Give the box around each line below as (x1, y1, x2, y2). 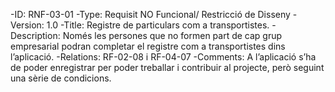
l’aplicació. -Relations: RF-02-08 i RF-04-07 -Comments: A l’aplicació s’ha (10, 51, 317, 63)
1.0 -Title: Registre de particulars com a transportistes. (46, 19, 270, 31)
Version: (10, 19, 45, 31)
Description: (10, 30, 61, 41)
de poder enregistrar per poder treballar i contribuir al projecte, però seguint (10, 62, 325, 73)
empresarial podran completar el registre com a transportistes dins (10, 40, 286, 52)
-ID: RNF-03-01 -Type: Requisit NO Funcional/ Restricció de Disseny (10, 9, 291, 20)
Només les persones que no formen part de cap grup (62, 30, 283, 41)
